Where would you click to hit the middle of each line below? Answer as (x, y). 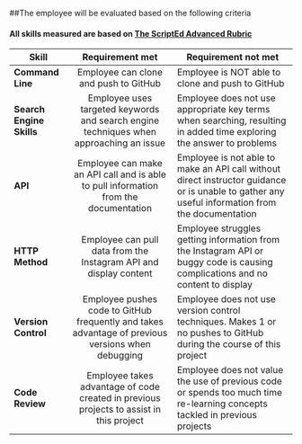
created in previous (120, 398)
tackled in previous (217, 415)
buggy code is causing (225, 262)
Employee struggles (219, 228)
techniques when (120, 132)
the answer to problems (226, 143)
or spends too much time (230, 393)
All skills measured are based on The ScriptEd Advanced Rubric (131, 33)
